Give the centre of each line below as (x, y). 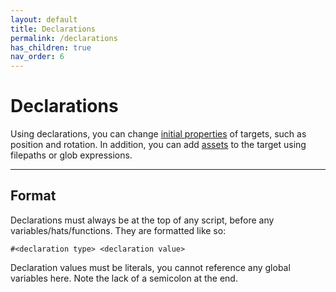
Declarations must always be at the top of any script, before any (142, 220)
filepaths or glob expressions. (71, 155)
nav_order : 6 (37, 57)
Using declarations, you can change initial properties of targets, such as (158, 134)
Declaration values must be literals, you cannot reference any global (150, 267)
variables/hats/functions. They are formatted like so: (118, 230)
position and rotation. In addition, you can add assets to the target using (158, 145)
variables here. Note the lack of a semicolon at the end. (124, 278)
